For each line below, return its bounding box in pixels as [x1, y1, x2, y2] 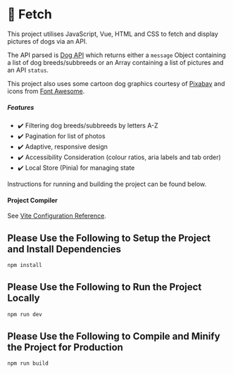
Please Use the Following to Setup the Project [7, 232, 211, 244]
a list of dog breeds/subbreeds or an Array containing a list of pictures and [7, 58, 224, 66]
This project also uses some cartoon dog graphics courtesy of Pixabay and [7, 79, 225, 87]
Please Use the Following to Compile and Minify [7, 330, 220, 342]
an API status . [7, 66, 49, 74]
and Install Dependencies [7, 243, 122, 255]
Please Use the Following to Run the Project [7, 281, 202, 293]
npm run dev [7, 311, 42, 318]
